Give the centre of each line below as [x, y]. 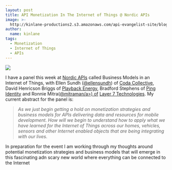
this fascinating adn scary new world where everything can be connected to [86, 157]
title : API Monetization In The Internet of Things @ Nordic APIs [78, 15]
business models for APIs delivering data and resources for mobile [88, 115]
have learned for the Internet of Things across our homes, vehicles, [89, 125]
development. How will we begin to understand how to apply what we [91, 120]
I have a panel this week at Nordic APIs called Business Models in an [78, 77]
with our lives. [33, 136]
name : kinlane [25, 34]
